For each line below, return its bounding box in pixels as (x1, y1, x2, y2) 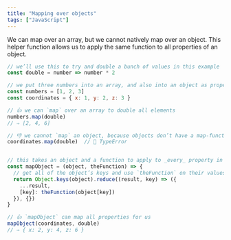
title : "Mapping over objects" (7, 10, 97, 17)
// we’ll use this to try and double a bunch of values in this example (7, 63, 220, 70)
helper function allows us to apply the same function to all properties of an (7, 43, 218, 51)
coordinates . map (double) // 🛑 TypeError (7, 139, 128, 145)
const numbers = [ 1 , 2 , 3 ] (7, 88, 85, 95)
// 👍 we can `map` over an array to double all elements (7, 107, 176, 114)
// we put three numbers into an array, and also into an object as (7, 82, 208, 89)
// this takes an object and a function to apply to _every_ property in (7, 157, 223, 164)
